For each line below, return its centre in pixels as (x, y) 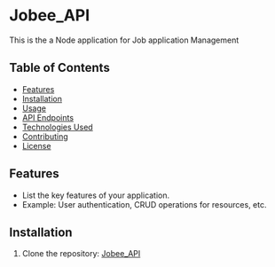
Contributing (45, 136)
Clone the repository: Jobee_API (81, 254)
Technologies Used (57, 127)
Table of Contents (60, 68)
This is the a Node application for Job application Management (124, 40)
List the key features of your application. (96, 195)
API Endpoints (47, 117)
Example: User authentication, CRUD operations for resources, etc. (145, 204)
